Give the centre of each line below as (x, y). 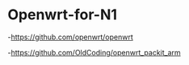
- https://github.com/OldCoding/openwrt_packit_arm (94, 52)
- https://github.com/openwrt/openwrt (71, 37)
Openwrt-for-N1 (63, 15)
